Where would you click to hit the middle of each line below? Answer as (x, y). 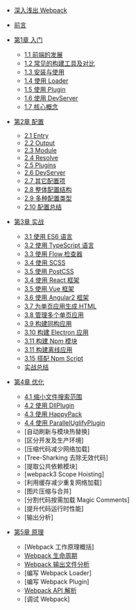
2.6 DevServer (45, 172)
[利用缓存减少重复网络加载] (63, 482)
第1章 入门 (28, 40)
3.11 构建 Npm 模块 (51, 341)
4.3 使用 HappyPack (53, 414)
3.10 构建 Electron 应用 (56, 332)
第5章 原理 (29, 532)
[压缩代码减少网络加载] (57, 449)
